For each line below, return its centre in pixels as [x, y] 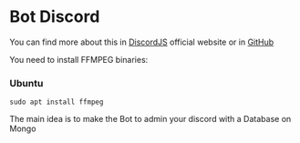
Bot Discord [55, 17]
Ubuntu [26, 83]
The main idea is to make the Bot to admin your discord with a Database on [150, 119]
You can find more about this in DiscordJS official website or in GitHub [142, 42]
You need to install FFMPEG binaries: [79, 59]
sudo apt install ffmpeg [57, 102]
